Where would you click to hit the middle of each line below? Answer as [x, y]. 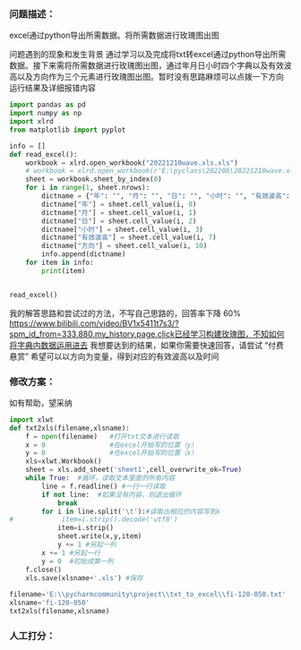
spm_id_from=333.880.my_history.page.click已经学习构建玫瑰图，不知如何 [147, 334]
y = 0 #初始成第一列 [77, 561]
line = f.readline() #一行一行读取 [103, 486]
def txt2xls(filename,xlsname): [69, 428]
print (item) [64, 270]
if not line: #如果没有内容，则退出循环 [112, 494]
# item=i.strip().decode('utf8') [94, 520]
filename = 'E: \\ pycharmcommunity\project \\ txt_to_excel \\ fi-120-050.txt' [148, 594]
